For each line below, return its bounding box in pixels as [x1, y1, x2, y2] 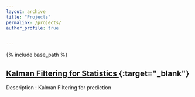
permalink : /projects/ [6, 19, 61, 25]
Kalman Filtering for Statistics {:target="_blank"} [6, 68, 190, 78]
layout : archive [6, 8, 46, 15]
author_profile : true [6, 25, 59, 31]
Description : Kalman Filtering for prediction [6, 84, 111, 91]
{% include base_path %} [6, 51, 68, 59]
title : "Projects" [6, 14, 51, 20]
